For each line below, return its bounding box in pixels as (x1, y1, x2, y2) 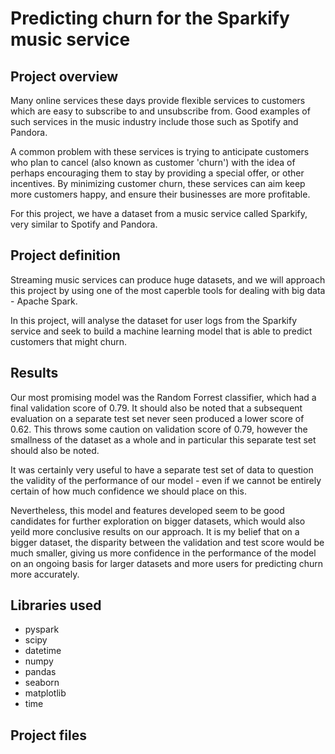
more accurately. (10, 568, 80, 580)
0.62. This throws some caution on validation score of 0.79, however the (10, 423, 308, 435)
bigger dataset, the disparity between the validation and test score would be (10, 536, 325, 548)
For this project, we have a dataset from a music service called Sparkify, (10, 208, 308, 219)
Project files (10, 727, 87, 744)
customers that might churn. (10, 335, 128, 347)
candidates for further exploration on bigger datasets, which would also (10, 515, 306, 527)
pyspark (24, 623, 60, 636)
